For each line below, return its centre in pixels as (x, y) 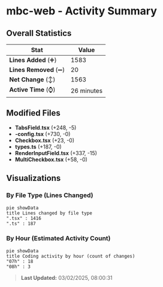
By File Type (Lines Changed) (50, 195)
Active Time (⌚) (32, 90)
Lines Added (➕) (33, 60)
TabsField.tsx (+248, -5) (46, 128)
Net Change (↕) (32, 79)
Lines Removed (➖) (37, 70)
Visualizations (34, 178)
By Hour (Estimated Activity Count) (58, 238)
